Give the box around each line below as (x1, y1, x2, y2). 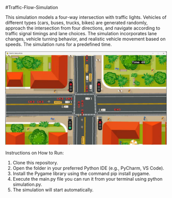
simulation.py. (12, 181, 42, 188)
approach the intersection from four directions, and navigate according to (5, 25, 160, 31)
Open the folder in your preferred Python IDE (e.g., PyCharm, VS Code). (12, 165, 165, 171)
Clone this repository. (12, 160, 58, 166)
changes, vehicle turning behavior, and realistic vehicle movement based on (5, 36, 166, 42)
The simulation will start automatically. (12, 187, 94, 193)
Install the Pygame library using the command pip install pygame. (12, 170, 150, 177)
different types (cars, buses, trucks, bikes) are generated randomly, (5, 20, 148, 26)
